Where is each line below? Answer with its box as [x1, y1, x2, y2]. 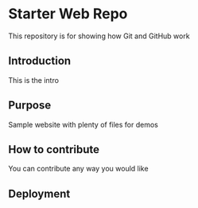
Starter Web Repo [8, 5, 128, 23]
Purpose [8, 99, 52, 112]
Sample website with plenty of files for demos [8, 120, 159, 129]
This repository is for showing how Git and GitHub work [8, 31, 190, 41]
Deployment [8, 186, 71, 200]
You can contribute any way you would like [8, 164, 149, 174]
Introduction [8, 54, 72, 68]
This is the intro [8, 75, 60, 84]
